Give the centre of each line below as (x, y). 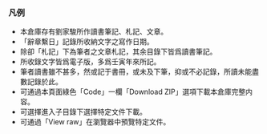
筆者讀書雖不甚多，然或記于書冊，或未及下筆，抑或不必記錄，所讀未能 (136, 72)
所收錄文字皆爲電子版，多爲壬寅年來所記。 (90, 62)
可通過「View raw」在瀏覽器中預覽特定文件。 (95, 122)
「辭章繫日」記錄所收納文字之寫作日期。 (87, 42)
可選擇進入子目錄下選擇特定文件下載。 (83, 112)
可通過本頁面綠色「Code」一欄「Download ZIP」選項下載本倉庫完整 (133, 92)
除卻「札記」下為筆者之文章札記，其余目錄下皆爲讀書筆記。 (118, 52)
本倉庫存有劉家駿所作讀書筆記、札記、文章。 (94, 32)
